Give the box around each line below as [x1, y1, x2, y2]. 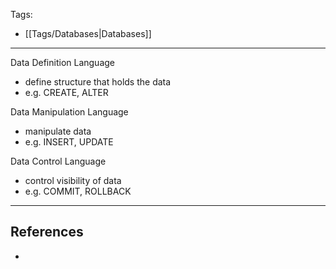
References [10, 224, 84, 241]
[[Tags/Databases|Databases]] [24, 28, 152, 39]
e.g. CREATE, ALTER [24, 87, 109, 98]
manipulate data [24, 125, 92, 137]
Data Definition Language [10, 57, 116, 68]
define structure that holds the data [24, 76, 172, 88]
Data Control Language [10, 155, 107, 167]
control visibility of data [24, 175, 122, 186]
